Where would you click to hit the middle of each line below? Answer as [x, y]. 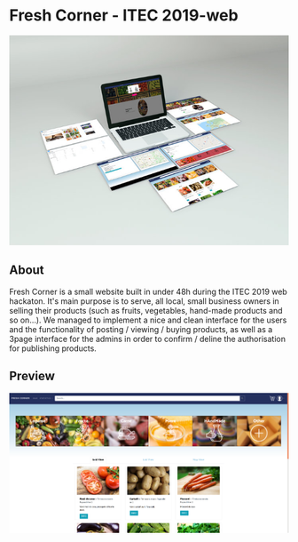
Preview [32, 376]
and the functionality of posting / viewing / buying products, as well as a [141, 329]
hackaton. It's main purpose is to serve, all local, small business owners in [144, 301]
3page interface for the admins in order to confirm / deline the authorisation [148, 339]
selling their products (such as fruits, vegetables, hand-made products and [146, 310]
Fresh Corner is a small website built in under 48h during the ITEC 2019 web [149, 291]
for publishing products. [53, 348]
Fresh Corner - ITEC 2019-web [124, 16]
